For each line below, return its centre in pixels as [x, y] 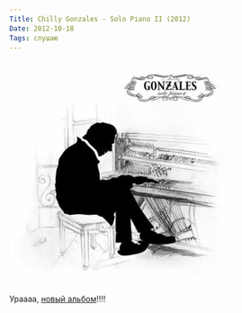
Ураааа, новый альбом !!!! [58, 299]
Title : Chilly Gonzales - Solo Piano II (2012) [100, 19]
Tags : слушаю [34, 38]
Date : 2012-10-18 [42, 28]
